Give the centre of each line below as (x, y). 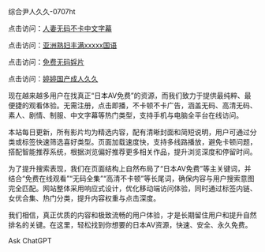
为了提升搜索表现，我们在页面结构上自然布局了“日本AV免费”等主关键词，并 (130, 169)
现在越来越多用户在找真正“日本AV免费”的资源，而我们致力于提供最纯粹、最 (130, 96)
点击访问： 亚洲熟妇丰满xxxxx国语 (63, 45)
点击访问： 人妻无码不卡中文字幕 (60, 28)
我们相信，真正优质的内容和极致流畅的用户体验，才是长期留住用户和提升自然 (132, 215)
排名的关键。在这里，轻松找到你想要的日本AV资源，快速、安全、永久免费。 (130, 225)
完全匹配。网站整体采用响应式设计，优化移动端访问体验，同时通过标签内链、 (132, 188)
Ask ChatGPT (30, 241)
